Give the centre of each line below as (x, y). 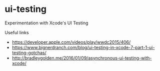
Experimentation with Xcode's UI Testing (46, 23)
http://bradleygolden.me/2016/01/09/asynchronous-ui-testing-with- (82, 58)
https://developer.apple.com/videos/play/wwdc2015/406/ (71, 42)
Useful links (17, 32)
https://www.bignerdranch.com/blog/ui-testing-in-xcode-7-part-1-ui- (83, 47)
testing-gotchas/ (29, 53)
